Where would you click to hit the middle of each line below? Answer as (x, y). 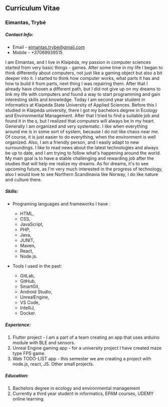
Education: (17, 375)
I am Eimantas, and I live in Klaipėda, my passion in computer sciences (78, 62)
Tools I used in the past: (37, 266)
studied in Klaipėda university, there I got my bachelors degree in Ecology (81, 111)
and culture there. (24, 180)
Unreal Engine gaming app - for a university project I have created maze (87, 348)
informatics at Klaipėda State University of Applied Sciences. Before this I (81, 105)
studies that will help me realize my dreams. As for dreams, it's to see (77, 164)
